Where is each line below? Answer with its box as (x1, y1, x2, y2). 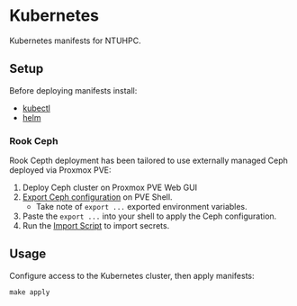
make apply (9, 287, 50, 297)
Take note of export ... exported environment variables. (35, 202, 247, 212)
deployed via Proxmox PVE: (9, 165, 112, 175)
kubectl (22, 103, 51, 113)
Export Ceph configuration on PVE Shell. (22, 192, 173, 202)
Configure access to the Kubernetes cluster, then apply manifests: (9, 270, 255, 281)
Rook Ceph (9, 134, 58, 147)
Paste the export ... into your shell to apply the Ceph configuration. (22, 211, 277, 221)
